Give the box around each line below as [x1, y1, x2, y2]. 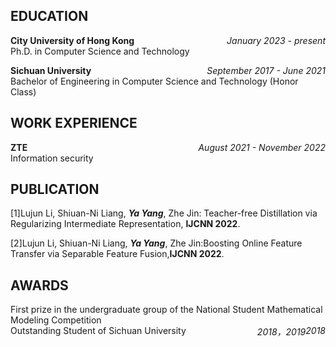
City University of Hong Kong [10, 34, 135, 46]
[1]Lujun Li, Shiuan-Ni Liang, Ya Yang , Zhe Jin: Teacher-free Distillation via [10, 207, 318, 219]
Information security [10, 152, 94, 164]
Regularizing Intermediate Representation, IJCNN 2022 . [10, 218, 241, 230]
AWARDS [10, 277, 69, 294]
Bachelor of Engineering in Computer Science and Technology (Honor [10, 75, 299, 87]
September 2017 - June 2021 [206, 64, 326, 76]
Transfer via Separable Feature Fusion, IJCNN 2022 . [10, 248, 225, 260]
